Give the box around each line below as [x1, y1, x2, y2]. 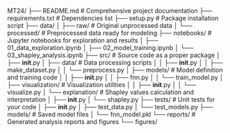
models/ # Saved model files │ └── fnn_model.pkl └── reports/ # [7, 110, 196, 118]
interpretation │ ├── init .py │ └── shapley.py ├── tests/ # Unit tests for [7, 95, 215, 104]
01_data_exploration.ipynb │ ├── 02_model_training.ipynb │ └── [7, 44, 194, 52]
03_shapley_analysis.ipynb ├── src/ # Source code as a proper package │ [7, 51, 221, 59]
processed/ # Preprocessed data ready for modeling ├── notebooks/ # [7, 29, 212, 37]
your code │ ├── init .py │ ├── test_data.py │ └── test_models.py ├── [7, 103, 213, 111]
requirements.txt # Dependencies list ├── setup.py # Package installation [7, 14, 219, 22]
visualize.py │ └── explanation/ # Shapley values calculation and [7, 88, 195, 96]
